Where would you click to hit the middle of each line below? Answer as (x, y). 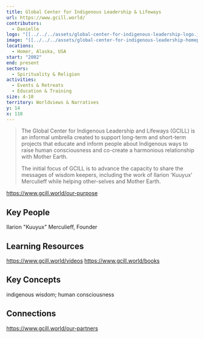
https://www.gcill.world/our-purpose (52, 193)
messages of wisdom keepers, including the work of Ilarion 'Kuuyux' (107, 175)
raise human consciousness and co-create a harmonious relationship (108, 150)
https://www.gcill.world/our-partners (52, 328)
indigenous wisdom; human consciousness (60, 294)
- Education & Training (42, 91)
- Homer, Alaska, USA (39, 52)
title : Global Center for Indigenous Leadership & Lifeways (84, 12)
